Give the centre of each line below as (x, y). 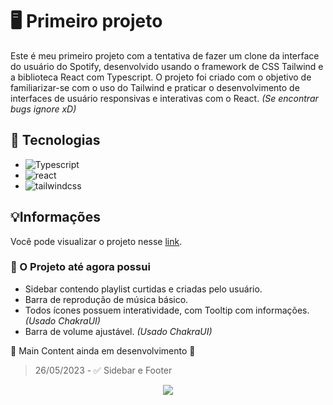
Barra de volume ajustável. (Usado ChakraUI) (118, 331)
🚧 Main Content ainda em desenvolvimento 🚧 (103, 350)
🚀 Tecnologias (55, 140)
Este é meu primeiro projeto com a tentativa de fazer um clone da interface (165, 55)
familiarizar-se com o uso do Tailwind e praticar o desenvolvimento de (155, 87)
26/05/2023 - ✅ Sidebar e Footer (103, 370)
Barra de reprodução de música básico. (106, 299)
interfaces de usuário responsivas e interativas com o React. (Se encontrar (164, 98)
